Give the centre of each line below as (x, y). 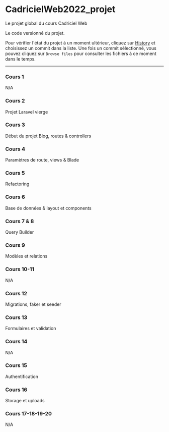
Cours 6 (15, 197)
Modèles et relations (26, 256)
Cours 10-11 (20, 269)
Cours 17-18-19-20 (28, 414)
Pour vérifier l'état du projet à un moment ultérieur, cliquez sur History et (80, 43)
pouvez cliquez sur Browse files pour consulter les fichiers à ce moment (81, 53)
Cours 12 (16, 293)
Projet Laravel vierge (27, 112)
